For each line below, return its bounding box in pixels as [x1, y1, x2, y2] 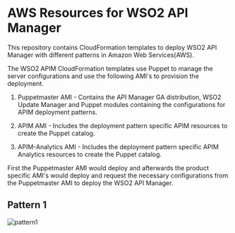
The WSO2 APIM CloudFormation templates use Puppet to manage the [7, 64, 213, 73]
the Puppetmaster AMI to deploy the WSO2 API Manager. [7, 178, 174, 187]
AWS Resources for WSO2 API [7, 5, 188, 21]
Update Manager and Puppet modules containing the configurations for [17, 100, 226, 108]
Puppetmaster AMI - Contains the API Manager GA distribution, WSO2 [17, 93, 222, 101]
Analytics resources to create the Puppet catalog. [17, 150, 162, 158]
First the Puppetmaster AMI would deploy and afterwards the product [7, 163, 210, 172]
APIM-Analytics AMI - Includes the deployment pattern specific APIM [17, 142, 219, 151]
